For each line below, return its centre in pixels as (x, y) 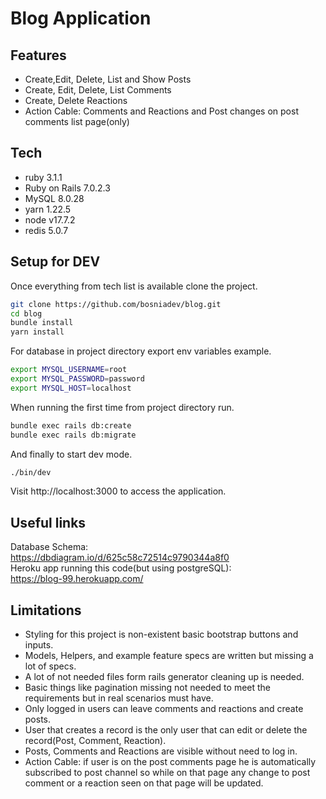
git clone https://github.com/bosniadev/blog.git (116, 304)
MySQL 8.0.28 (54, 198)
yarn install (37, 332)
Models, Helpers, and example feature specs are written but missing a (169, 655)
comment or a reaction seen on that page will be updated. (144, 783)
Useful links (48, 522)
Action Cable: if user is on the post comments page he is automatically (170, 761)
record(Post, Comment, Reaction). (95, 740)
